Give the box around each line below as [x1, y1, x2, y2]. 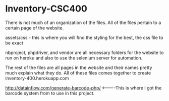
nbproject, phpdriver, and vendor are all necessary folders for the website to [5, 49, 164, 55]
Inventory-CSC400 [5, 3, 87, 14]
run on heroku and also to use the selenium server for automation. [5, 54, 143, 60]
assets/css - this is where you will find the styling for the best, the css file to [5, 34, 163, 40]
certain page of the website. [5, 24, 64, 30]
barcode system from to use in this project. [5, 90, 95, 96]
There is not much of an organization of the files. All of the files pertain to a [5, 19, 161, 25]
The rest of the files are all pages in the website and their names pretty [5, 64, 152, 70]
